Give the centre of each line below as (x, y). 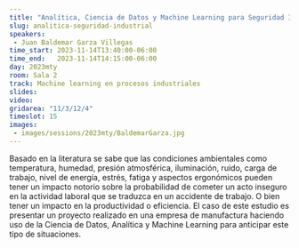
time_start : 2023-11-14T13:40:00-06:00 (83, 51)
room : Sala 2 (33, 76)
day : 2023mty (33, 68)
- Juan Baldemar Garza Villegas (73, 42)
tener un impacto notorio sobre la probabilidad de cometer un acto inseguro (148, 187)
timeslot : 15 (33, 116)
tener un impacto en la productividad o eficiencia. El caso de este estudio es (149, 205)
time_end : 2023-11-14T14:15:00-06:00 (83, 59)
